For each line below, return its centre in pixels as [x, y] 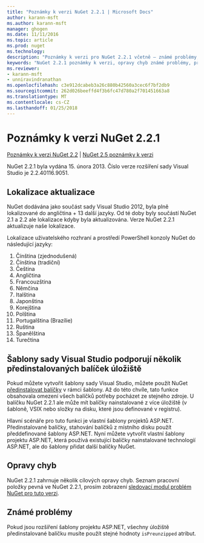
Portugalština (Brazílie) [44, 321]
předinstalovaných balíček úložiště [74, 368]
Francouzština [33, 282]
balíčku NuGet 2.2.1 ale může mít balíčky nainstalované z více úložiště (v [97, 403]
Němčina [27, 289]
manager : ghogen [27, 29]
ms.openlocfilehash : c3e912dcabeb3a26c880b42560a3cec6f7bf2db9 [88, 86]
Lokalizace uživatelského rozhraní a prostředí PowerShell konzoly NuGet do [101, 238]
